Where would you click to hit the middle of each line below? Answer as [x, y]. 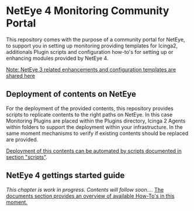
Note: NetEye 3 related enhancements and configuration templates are [91, 69]
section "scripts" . [27, 157]
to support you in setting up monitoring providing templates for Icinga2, [92, 46]
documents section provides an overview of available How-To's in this [90, 196]
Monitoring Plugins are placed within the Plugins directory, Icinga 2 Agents [96, 121]
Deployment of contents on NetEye [71, 94]
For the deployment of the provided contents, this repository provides [90, 108]
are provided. [22, 139]
